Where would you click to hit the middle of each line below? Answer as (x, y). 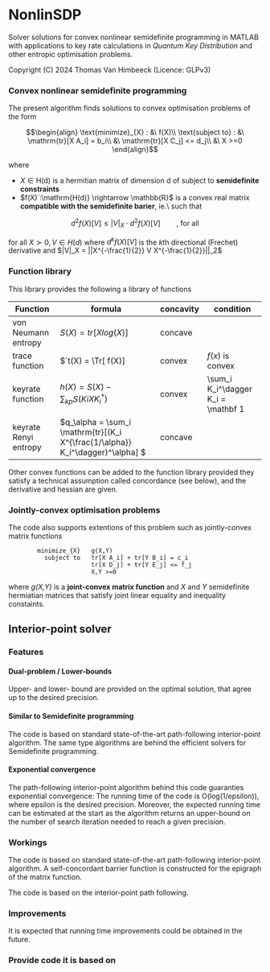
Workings (28, 842)
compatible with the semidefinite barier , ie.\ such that (111, 206)
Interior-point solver (60, 629)
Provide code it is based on (62, 961)
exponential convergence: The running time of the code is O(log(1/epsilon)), (134, 796)
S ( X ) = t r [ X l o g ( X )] (94, 332)
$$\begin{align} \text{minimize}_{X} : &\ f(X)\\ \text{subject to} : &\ (135, 132)
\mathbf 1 (226, 409)
